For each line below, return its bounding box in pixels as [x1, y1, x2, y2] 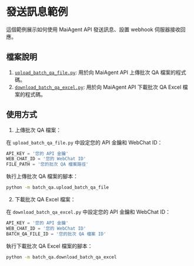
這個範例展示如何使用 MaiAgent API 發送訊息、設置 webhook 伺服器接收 [6, 26, 180, 33]
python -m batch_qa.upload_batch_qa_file [6, 184, 109, 191]
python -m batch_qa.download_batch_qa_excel [6, 254, 117, 260]
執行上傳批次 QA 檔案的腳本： [6, 173, 78, 180]
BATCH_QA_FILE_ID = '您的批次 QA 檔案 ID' [6, 231, 106, 237]
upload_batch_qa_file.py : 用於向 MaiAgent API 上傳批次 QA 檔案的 [14, 69, 176, 76]
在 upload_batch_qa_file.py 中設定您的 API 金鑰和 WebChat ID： [6, 139, 163, 146]
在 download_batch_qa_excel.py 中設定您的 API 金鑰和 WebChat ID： [6, 208, 170, 216]
